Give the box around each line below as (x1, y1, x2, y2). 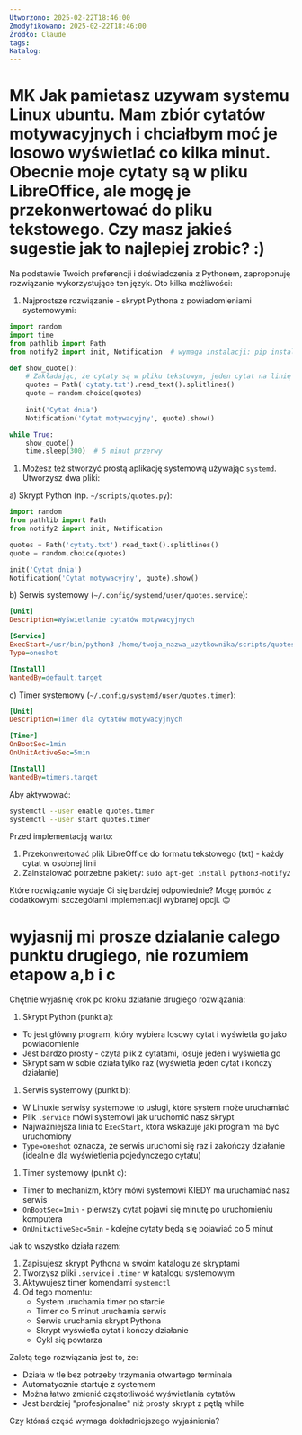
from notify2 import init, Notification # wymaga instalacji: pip (9, 347, 268, 356)
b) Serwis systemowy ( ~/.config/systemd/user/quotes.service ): (9, 590, 249, 600)
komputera (22, 1214, 63, 1224)
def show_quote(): (9, 364, 78, 373)
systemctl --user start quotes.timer (9, 815, 151, 824)
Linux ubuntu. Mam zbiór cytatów (9, 104, 266, 125)
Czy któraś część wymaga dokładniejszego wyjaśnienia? (9, 1415, 220, 1427)
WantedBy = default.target (9, 672, 102, 682)
